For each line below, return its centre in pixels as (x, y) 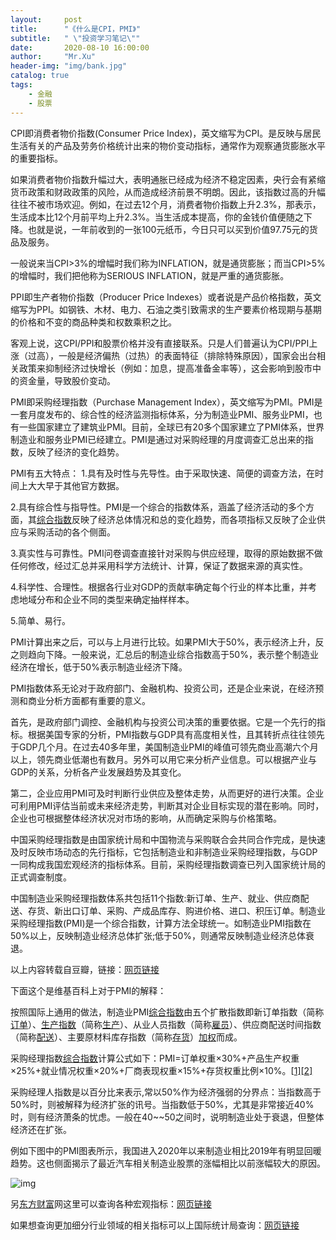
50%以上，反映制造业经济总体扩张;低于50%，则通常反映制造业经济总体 (158, 935)
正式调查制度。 (41, 877)
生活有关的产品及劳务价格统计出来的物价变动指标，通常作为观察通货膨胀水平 (168, 145)
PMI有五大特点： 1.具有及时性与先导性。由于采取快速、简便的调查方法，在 (163, 473)
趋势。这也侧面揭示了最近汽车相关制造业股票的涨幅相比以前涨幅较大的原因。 (168, 1163)
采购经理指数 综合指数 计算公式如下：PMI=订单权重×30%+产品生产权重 (155, 1058)
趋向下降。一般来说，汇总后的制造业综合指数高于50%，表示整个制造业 (173, 654)
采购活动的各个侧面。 (71, 532)
